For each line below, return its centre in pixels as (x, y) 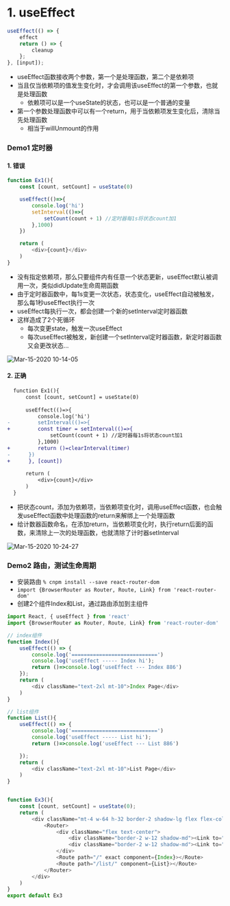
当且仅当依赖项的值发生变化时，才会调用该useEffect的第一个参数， (112, 86)
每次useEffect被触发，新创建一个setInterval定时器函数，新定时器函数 (125, 337)
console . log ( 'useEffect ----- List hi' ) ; (92, 737)
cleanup (42, 50)
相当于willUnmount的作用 (63, 128)
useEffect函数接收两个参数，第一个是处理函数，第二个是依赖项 (105, 77)
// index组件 (25, 635)
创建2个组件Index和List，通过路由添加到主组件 (82, 604)
